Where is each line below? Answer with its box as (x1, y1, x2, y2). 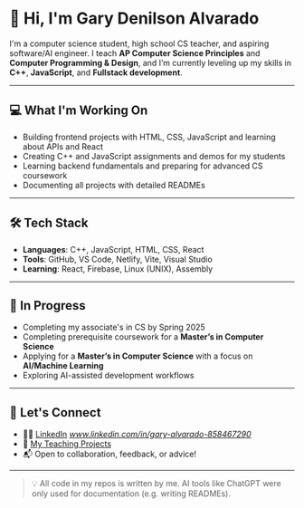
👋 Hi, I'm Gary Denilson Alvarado (9, 8, 260, 29)
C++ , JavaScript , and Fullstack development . (9, 67, 183, 78)
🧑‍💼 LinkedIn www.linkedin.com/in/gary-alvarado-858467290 (22, 429, 252, 440)
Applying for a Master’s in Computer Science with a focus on (22, 350, 253, 361)
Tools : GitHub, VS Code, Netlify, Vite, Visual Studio (22, 254, 213, 264)
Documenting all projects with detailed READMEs (22, 179, 205, 190)
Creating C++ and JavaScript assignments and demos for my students (22, 150, 286, 161)
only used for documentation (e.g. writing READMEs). (31, 488, 231, 499)
